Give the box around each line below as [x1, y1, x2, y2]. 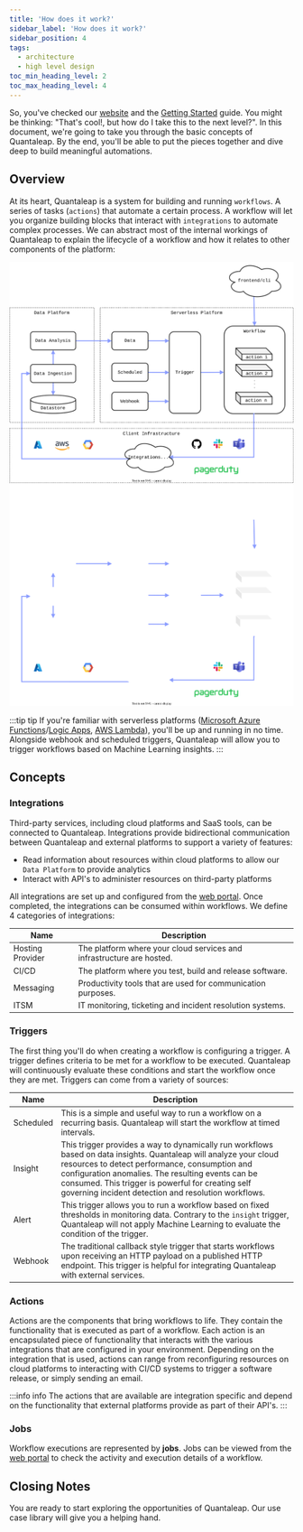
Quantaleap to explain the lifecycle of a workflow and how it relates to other [9, 234, 290, 245]
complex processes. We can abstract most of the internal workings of [9, 224, 269, 235]
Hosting [13, 943, 43, 954]
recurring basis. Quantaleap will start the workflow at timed [60, 1117, 280, 1128]
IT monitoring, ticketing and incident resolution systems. [78, 1000, 286, 1011]
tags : [9, 43, 30, 52]
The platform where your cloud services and [78, 943, 243, 954]
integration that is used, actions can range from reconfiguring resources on [9, 1354, 289, 1365]
